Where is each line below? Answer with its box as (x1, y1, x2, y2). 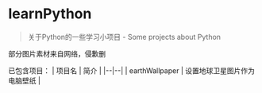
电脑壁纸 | (8, 76, 41, 85)
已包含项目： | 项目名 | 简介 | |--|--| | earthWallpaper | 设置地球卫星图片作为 (8, 65, 256, 76)
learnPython (8, 5, 92, 23)
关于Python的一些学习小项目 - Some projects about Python (27, 32, 221, 41)
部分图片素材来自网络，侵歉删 (8, 48, 106, 58)
